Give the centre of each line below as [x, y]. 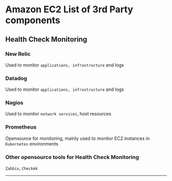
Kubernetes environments [32, 144]
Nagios [14, 103]
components [33, 20]
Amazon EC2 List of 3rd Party [69, 9]
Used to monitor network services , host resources [58, 114]
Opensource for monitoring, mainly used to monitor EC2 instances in [78, 138]
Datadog [16, 78]
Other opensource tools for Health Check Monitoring [72, 157]
